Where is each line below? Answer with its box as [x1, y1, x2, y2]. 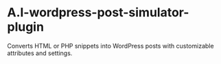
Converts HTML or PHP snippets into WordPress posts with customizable [7, 42, 214, 50]
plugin [7, 19, 45, 35]
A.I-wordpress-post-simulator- [7, 5, 189, 20]
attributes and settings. [7, 49, 73, 57]
